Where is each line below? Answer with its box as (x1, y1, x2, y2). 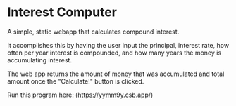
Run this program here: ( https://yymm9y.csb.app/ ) (7, 91, 154, 99)
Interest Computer (7, 4, 118, 20)
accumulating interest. (7, 55, 73, 64)
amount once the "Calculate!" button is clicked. (7, 77, 144, 85)
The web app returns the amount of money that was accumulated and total (7, 69, 225, 78)
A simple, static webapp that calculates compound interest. (7, 27, 180, 36)
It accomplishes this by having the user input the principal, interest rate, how (7, 41, 230, 49)
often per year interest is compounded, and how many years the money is (7, 48, 222, 57)
